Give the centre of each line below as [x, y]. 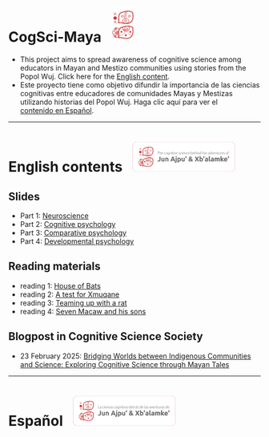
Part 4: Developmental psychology [77, 241]
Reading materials [55, 267]
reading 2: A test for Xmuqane [70, 294]
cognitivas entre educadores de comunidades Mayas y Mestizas [126, 93]
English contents [65, 167]
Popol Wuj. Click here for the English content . [95, 76]
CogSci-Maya [55, 37]
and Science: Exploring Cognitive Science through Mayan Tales [124, 364]
